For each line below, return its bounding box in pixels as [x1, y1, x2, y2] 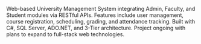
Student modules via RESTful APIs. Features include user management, [6, 11, 184, 19]
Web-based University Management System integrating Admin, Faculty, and [6, 5, 196, 12]
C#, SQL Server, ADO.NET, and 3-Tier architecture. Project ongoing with [6, 24, 186, 31]
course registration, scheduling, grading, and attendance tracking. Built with [6, 18, 196, 25]
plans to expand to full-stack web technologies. [6, 31, 125, 38]
